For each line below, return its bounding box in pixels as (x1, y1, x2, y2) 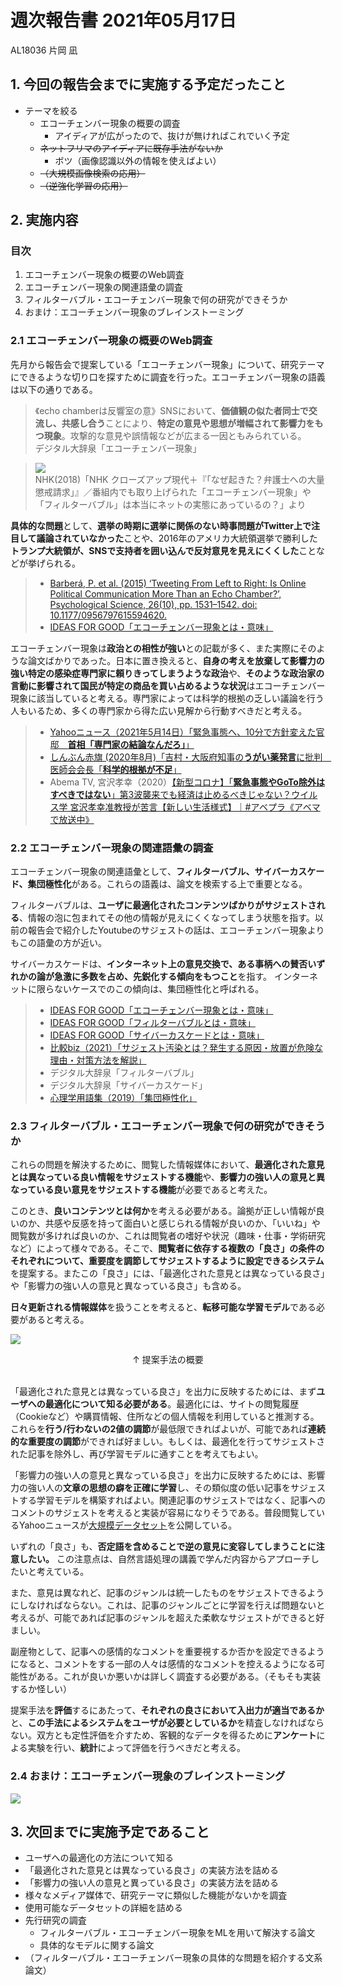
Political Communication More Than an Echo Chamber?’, (49, 587, 282, 600)
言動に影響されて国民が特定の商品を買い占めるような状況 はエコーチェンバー (10, 679, 326, 691)
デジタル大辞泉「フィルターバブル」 (49, 1067, 199, 1079)
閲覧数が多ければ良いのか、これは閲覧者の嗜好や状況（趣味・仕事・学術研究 (10, 1230, 326, 1242)
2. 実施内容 (10, 212, 79, 229)
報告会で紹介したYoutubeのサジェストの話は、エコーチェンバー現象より (27, 924, 325, 936)
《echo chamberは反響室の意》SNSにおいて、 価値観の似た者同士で (34, 404, 309, 416)
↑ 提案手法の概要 (132, 1354, 204, 1366)
